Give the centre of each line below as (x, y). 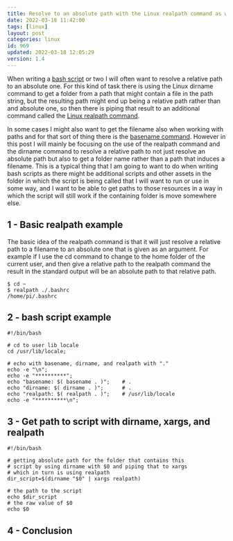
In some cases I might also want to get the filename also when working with (115, 129)
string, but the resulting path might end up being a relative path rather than (114, 101)
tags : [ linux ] (28, 26)
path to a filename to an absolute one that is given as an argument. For (108, 249)
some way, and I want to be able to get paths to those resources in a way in (115, 188)
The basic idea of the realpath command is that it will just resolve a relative (114, 241)
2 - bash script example (59, 317)
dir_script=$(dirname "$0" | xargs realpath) (74, 479)
